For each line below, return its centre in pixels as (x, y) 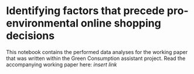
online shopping (121, 23)
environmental (42, 23)
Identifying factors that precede (86, 11)
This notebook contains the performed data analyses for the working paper (97, 52)
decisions (30, 36)
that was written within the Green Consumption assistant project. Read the (96, 58)
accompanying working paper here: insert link (62, 64)
